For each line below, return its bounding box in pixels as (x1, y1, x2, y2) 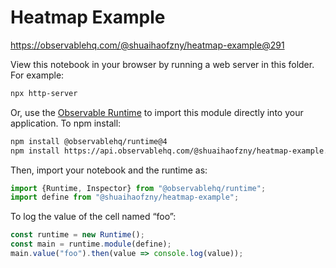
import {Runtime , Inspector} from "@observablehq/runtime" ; (10, 183, 267, 193)
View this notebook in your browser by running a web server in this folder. (10, 58, 315, 70)
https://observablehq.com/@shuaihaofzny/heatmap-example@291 (10, 39, 285, 51)
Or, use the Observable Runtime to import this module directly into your (10, 106, 304, 118)
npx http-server (10, 88, 78, 98)
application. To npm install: (10, 117, 122, 129)
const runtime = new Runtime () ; (10, 230, 145, 240)
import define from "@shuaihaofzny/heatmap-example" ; (10, 192, 240, 203)
